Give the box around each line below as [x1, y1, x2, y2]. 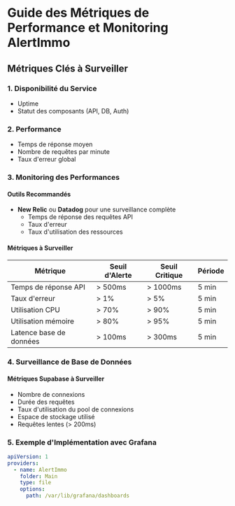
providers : [7, 460, 39, 467]
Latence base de [10, 328, 66, 337]
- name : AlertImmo [13, 466, 68, 473]
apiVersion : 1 [7, 453, 49, 460]
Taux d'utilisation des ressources [27, 227, 124, 236]
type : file [20, 479, 52, 486]
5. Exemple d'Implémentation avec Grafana [7, 437, 157, 447]
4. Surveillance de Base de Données [7, 357, 132, 367]
